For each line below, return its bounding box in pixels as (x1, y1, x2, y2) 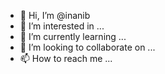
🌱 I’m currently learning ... (19, 31, 127, 42)
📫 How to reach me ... (19, 53, 113, 64)
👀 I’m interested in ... (19, 20, 105, 32)
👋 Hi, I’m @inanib (19, 10, 91, 21)
